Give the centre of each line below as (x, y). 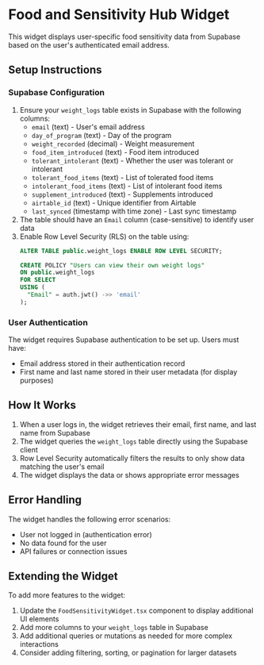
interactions (39, 644)
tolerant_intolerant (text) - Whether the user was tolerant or (132, 160)
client (29, 449)
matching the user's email (62, 467)
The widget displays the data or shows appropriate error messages (129, 475)
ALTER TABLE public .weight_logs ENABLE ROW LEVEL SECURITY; (121, 251)
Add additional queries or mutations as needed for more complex (126, 636)
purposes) (36, 381)
